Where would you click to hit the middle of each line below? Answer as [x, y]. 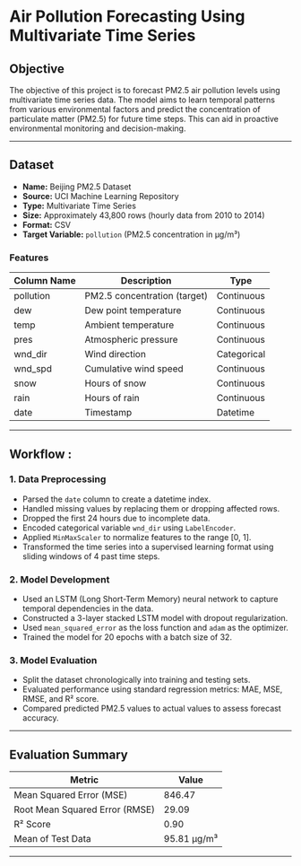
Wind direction [115, 354]
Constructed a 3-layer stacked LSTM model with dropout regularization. [155, 618]
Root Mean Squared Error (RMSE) [84, 809]
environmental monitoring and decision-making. [98, 128]
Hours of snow [116, 383]
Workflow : [41, 454]
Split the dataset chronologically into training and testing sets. [136, 680]
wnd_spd [33, 369]
